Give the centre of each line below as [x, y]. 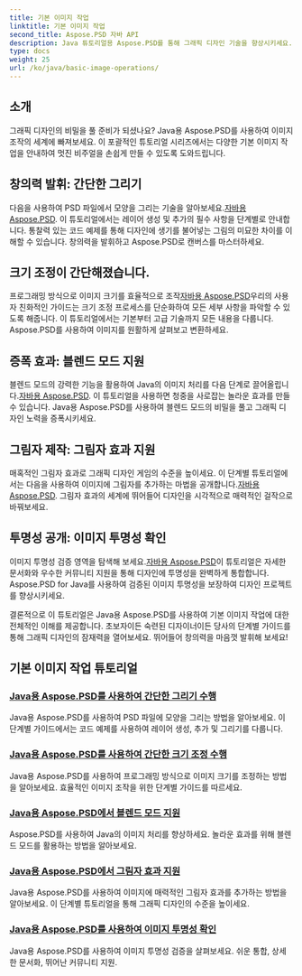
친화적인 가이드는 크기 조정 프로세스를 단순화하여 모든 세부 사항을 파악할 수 [150, 307]
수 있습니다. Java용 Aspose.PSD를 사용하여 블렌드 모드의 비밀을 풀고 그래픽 [143, 407]
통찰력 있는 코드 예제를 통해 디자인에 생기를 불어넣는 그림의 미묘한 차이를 [156, 230]
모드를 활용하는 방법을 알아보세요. [78, 846]
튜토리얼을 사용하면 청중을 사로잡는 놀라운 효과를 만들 [197, 396]
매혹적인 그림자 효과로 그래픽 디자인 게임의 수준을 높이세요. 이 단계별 [129, 473]
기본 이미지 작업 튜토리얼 [73, 669]
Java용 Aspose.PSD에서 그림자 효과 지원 [95, 870]
